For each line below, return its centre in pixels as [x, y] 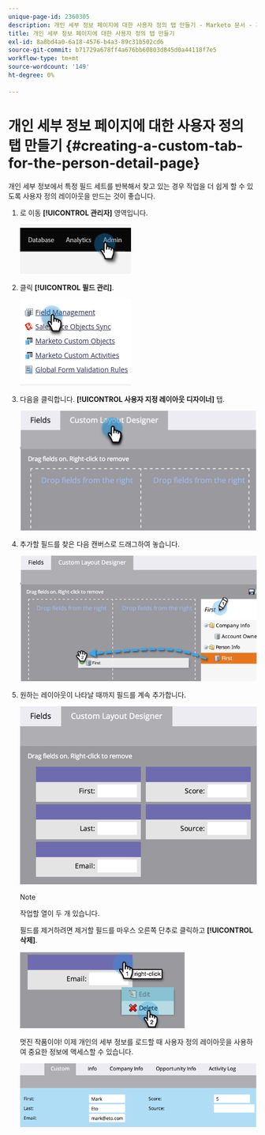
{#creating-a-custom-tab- [155, 146]
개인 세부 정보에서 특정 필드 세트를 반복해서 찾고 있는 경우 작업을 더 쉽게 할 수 [127, 186]
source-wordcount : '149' [49, 67]
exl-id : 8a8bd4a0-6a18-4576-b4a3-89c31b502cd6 [86, 42]
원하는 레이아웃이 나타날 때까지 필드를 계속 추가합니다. [103, 695]
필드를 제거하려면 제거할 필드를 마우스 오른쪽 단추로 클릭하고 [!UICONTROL [136, 930]
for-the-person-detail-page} [104, 163]
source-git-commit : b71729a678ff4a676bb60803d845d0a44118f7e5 [112, 50]
